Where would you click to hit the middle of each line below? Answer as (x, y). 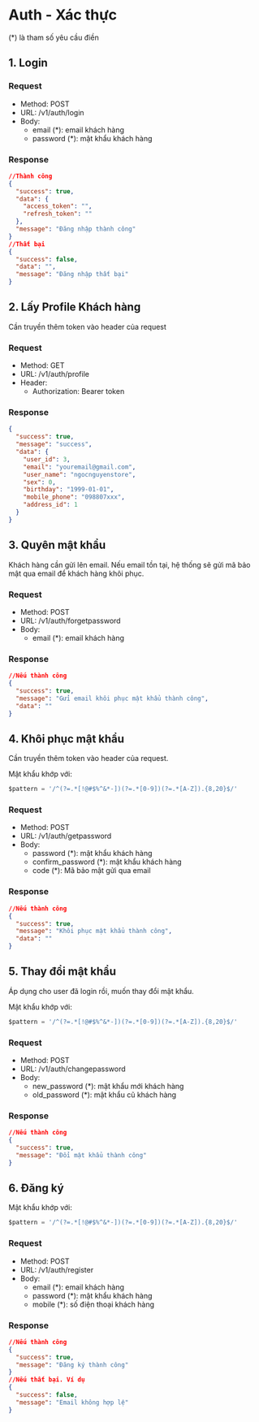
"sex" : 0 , (40, 482)
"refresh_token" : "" (58, 214)
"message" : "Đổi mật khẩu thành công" (82, 1155)
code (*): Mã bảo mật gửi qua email (92, 871)
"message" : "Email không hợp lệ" (72, 1403)
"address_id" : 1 (51, 505)
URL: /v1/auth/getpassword (66, 836)
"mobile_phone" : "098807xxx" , (74, 497)
